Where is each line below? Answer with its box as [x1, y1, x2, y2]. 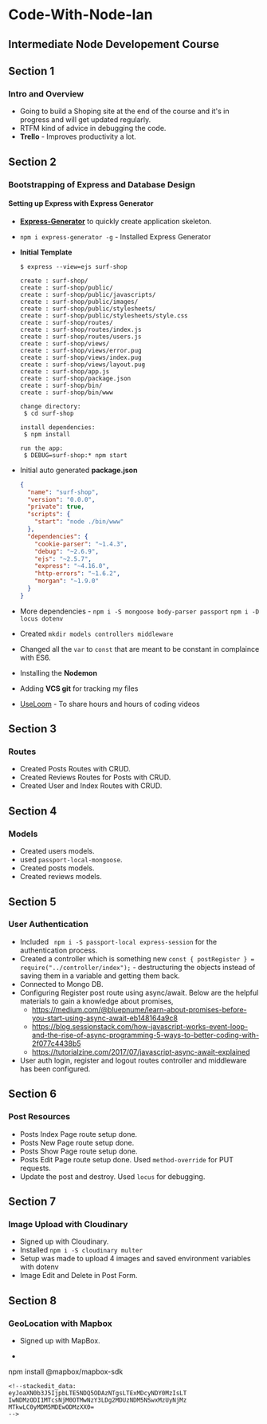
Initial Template [19, 247, 73, 257]
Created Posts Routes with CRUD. [19, 764, 131, 774]
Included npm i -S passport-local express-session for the [19, 937, 218, 946]
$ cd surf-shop [23, 409, 74, 417]
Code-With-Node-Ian [8, 6, 153, 24]
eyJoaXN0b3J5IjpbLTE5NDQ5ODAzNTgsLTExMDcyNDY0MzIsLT [8, 1389, 187, 1397]
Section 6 [8, 1087, 57, 1101]
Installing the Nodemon [19, 668, 98, 677]
